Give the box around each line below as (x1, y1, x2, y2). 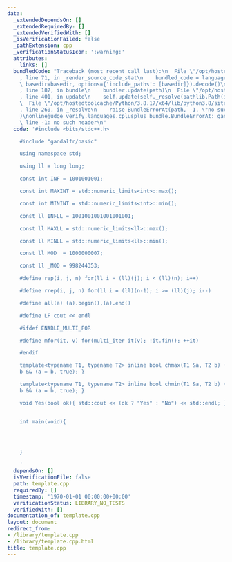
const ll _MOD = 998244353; (19, 263, 100, 270)
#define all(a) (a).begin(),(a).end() (19, 299, 131, 307)
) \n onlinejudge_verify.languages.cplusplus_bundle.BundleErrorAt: (19, 112, 215, 119)
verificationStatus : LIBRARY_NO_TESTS (13, 499, 126, 507)
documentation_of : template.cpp (7, 512, 100, 519)
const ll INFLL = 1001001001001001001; (19, 212, 135, 219)
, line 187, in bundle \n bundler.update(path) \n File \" (19, 87, 199, 94)
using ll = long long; (19, 163, 85, 170)
